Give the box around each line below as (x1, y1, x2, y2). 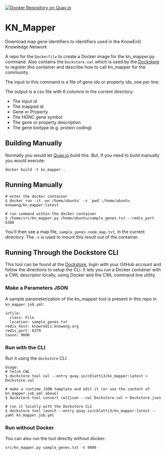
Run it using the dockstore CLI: (5, 355, 68, 361)
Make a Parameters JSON (5, 284, 68, 291)
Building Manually (5, 139, 62, 148)
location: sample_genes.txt (9, 319, 68, 324)
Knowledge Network (5, 44, 47, 50)
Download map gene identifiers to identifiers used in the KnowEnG (5, 38, 142, 44)
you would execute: (5, 157, 46, 164)
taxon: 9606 (5, 332, 30, 338)
